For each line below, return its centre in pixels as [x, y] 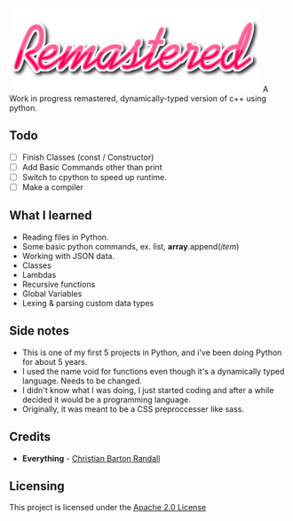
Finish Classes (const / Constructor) [88, 157]
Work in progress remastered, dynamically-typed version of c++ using [138, 99]
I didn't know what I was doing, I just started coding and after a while [148, 390]
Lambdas [39, 274]
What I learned [51, 216]
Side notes [39, 331]
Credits [30, 437]
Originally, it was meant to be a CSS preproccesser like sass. [133, 409]
